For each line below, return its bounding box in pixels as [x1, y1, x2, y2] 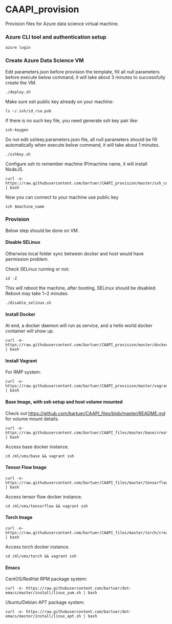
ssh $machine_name [5, 204, 45, 209]
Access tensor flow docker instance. [5, 494, 83, 500]
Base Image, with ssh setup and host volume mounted [5, 399, 123, 405]
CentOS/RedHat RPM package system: [5, 576, 88, 582]
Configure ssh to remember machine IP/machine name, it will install [5, 161, 147, 167]
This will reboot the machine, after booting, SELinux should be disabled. [5, 285, 157, 291]
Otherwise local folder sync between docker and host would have [5, 250, 144, 257]
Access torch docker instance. [5, 544, 70, 550]
